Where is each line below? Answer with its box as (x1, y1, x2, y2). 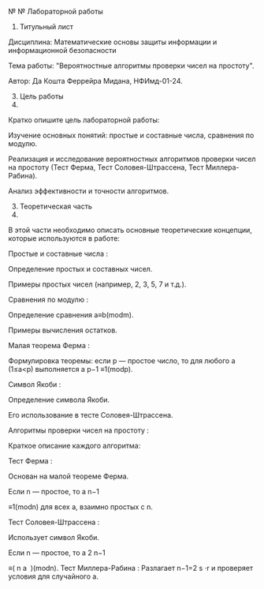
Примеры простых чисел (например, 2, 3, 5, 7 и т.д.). (8, 279, 187, 289)
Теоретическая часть (19, 201, 92, 211)
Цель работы (19, 92, 65, 101)
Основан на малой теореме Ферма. (8, 471, 129, 481)
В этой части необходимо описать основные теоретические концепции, (8, 225, 252, 234)
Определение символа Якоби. (8, 395, 110, 404)
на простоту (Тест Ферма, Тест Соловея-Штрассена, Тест (8, 163, 204, 172)
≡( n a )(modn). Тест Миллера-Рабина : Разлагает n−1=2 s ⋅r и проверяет (8, 564, 254, 572)
